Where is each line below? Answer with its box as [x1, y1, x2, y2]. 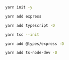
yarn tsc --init [5, 32, 39, 37]
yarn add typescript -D [5, 23, 55, 28]
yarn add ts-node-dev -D [5, 50, 57, 55]
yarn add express [5, 14, 42, 19]
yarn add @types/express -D [5, 41, 64, 46]
